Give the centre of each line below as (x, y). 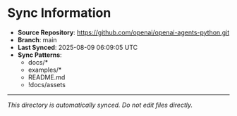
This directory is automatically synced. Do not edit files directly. (100, 105)
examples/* (45, 70)
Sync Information (59, 13)
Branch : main (37, 39)
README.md (47, 77)
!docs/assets (47, 84)
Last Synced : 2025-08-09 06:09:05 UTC (78, 47)
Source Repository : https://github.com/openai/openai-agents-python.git (123, 32)
